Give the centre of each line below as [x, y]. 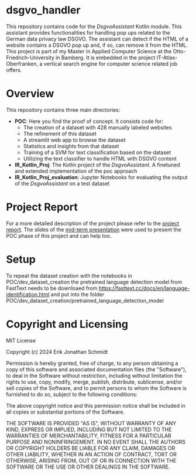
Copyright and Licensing [67, 324]
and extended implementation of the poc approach [76, 171]
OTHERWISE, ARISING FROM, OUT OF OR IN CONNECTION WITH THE [91, 460]
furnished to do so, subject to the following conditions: [72, 394]
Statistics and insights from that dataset [71, 146]
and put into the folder [78, 294]
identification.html [28, 294]
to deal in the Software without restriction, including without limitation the [94, 375]
